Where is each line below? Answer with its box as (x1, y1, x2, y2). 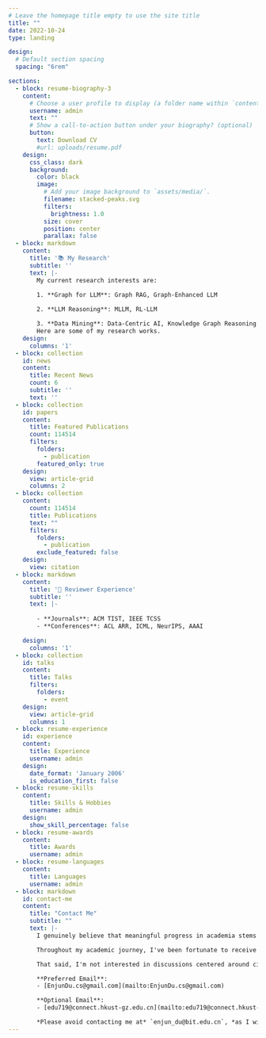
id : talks (22, 659, 55, 667)
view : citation (28, 563, 80, 571)
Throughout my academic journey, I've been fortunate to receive (36, 946, 257, 954)
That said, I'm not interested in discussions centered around (36, 960, 249, 968)
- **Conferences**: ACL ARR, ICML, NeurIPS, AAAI (36, 622, 203, 630)
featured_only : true (36, 459, 104, 468)
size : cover (43, 217, 83, 225)
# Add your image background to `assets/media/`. (43, 188, 211, 196)
